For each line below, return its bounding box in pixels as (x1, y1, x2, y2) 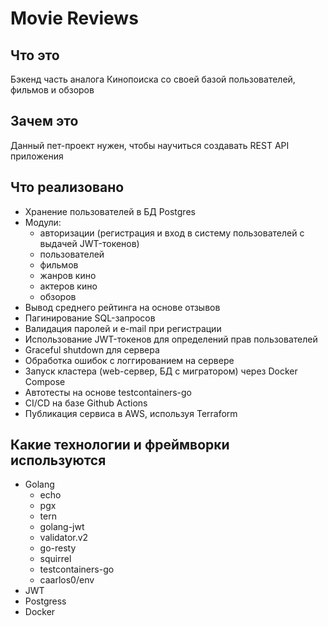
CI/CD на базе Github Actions (24, 397, 148, 409)
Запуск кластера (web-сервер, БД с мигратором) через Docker (24, 365, 298, 377)
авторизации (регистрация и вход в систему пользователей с (39, 227, 305, 239)
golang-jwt (39, 521, 85, 533)
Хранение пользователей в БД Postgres (24, 205, 196, 217)
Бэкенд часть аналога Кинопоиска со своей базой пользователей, (10, 73, 296, 85)
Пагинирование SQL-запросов (24, 312, 156, 324)
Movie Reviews (10, 7, 139, 30)
